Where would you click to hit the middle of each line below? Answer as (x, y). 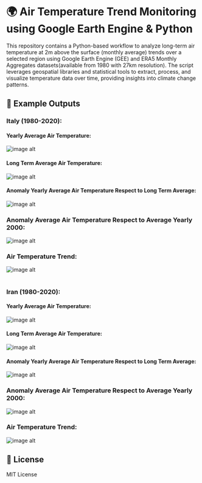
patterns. (18, 84)
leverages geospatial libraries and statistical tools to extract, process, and (99, 71)
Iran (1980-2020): (33, 292)
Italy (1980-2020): (34, 121)
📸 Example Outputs (43, 104)
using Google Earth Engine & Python (99, 29)
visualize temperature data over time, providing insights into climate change (101, 78)
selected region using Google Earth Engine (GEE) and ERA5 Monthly (92, 58)
